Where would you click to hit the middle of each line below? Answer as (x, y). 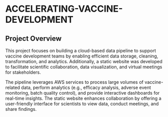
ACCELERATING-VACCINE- (64, 9)
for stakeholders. (23, 72)
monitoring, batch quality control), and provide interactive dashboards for (82, 93)
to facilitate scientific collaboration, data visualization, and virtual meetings (84, 67)
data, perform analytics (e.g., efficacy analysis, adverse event (86, 87)
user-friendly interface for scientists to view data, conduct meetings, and (82, 104)
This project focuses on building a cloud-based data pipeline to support (81, 51)
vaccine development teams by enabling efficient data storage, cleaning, (82, 56)
